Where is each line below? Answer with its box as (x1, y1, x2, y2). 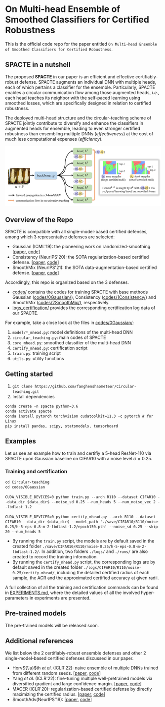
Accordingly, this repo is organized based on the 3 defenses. (5, 279, 129, 285)
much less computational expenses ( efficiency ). (5, 136, 103, 142)
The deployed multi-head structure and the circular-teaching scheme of (5, 115, 152, 121)
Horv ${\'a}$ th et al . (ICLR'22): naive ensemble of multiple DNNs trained (12, 665, 159, 671)
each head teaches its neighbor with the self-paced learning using (5, 95, 141, 101)
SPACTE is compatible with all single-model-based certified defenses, (5, 228, 148, 234)
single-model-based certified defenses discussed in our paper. (5, 655, 134, 661)
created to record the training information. (12, 553, 98, 559)
